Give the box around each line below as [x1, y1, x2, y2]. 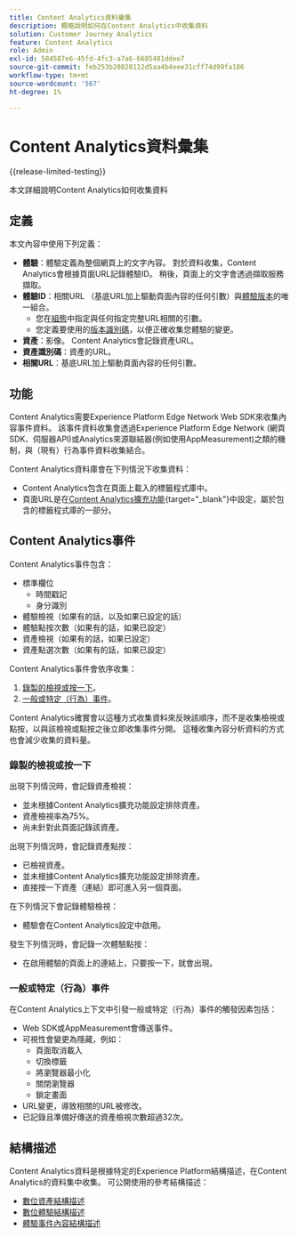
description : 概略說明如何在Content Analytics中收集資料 [9, 21, 209, 30]
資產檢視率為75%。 [21, 811, 94, 821]
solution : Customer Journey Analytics [9, 29, 153, 38]
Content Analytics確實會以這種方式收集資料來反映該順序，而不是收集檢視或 [9, 712, 285, 723]
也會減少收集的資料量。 [9, 734, 95, 745]
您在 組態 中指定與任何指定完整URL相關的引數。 [35, 313, 207, 324]
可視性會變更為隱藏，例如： [21, 1034, 125, 1045]
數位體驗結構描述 [21, 1207, 85, 1217]
